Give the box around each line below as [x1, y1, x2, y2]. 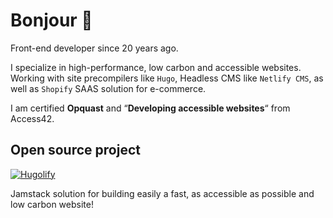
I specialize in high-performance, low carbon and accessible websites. [10, 61, 302, 73]
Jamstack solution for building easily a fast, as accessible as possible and [10, 187, 315, 199]
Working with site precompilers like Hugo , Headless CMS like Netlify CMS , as [10, 72, 324, 84]
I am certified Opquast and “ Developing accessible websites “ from [10, 102, 291, 114]
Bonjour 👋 [10, 9, 93, 32]
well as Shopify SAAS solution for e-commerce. [10, 82, 207, 94]
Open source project [10, 142, 141, 159]
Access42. [10, 112, 55, 124]
